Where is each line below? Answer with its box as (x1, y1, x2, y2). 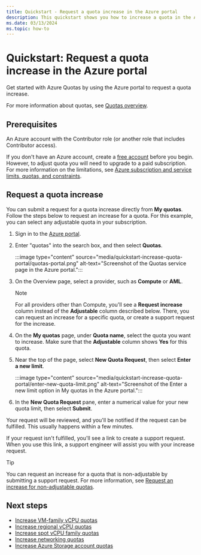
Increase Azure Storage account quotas (14, 542, 114, 549)
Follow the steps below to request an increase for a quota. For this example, (6, 212, 193, 219)
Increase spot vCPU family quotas (14, 529, 99, 536)
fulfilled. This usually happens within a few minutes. (6, 422, 133, 430)
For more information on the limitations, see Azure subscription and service (6, 166, 192, 173)
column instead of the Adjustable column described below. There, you (14, 307, 190, 314)
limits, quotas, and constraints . (6, 172, 82, 179)
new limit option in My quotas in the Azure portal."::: (14, 386, 143, 394)
